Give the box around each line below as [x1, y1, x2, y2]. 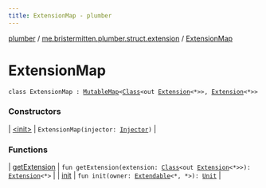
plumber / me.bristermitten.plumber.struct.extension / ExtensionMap [8, 33, 233, 43]
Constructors [8, 106, 61, 117]
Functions [8, 144, 48, 155]
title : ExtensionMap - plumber [8, 11, 112, 20]
